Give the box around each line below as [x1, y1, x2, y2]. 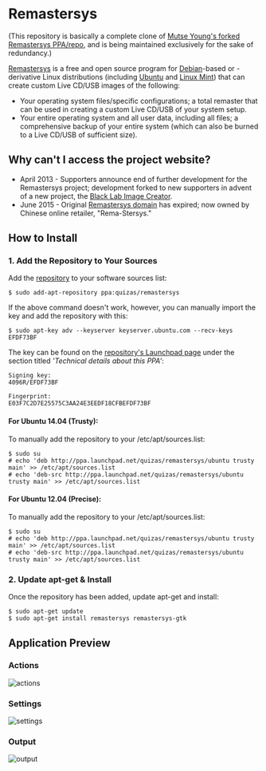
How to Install [8, 231, 78, 245]
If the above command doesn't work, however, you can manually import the [8, 302, 256, 312]
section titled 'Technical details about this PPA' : [8, 356, 165, 366]
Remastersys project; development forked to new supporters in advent [19, 183, 252, 192]
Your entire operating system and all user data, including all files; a [19, 113, 239, 122]
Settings [8, 698, 42, 709]
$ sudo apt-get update [8, 607, 84, 615]
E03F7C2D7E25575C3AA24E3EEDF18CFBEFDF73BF [8, 400, 151, 408]
